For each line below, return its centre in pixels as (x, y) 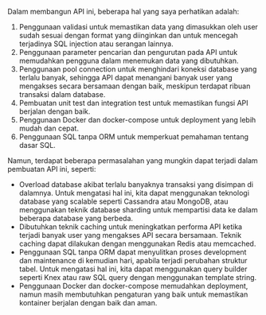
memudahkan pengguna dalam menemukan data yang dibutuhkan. (129, 60)
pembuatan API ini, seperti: (52, 169)
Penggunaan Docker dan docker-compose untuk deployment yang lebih (137, 120)
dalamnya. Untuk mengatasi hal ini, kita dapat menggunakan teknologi (134, 193)
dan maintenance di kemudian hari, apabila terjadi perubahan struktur (133, 261)
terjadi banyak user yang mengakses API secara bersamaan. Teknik (130, 235)
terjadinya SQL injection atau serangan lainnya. (96, 44)
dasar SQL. (37, 145)
